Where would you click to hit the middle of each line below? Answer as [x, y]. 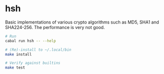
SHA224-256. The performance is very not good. [55, 27]
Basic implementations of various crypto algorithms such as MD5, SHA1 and [82, 22]
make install [18, 54]
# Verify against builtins [33, 63]
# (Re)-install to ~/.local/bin [38, 49]
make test [15, 68]
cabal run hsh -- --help [31, 41]
